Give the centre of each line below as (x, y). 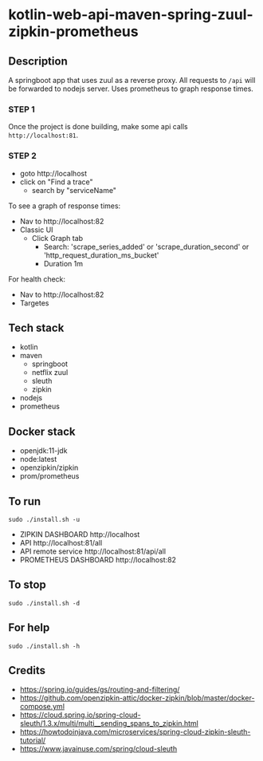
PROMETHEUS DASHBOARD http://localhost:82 (98, 560)
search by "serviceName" (74, 190)
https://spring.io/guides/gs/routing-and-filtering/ (100, 690)
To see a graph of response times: (65, 206)
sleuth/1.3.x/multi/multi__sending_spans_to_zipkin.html (109, 724)
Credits (27, 670)
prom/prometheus (49, 476)
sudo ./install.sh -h (44, 646)
